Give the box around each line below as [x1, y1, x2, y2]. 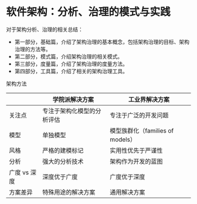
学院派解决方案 [52, 95, 94, 103]
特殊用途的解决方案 [42, 188, 96, 196]
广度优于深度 [110, 172, 145, 181]
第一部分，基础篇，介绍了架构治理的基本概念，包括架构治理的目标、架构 [14, 38, 189, 45]
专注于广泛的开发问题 [110, 111, 169, 119]
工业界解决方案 [128, 95, 170, 103]
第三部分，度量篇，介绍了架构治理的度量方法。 [14, 60, 128, 67]
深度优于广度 [42, 172, 78, 181]
